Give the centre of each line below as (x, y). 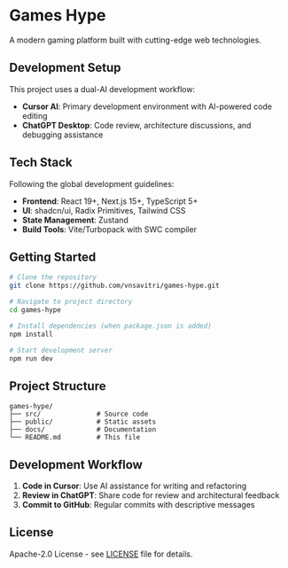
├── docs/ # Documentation (83, 430)
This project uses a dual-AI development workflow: (102, 89)
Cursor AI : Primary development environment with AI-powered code (147, 106)
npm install (31, 334)
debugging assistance (62, 135)
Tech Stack (41, 163)
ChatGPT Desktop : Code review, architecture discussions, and (136, 125)
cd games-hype (35, 310)
